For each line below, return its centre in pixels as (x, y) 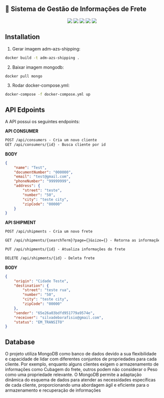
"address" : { (27, 186)
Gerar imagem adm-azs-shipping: (46, 49)
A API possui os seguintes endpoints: (42, 122)
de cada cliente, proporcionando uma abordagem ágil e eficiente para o (77, 385)
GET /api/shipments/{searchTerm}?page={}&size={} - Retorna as (71, 240)
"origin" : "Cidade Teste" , (41, 281)
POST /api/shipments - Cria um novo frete (49, 232)
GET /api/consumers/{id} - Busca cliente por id (55, 145)
